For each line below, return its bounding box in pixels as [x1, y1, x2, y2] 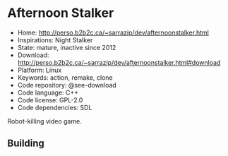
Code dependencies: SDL [17, 103, 92, 112]
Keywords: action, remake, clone [17, 73, 113, 82]
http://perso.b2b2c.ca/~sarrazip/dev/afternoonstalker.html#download [17, 58, 221, 66]
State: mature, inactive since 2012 [17, 43, 116, 52]
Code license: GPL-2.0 [17, 95, 83, 104]
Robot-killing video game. [7, 116, 83, 125]
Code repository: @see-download [17, 80, 116, 89]
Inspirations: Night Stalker [17, 35, 93, 44]
